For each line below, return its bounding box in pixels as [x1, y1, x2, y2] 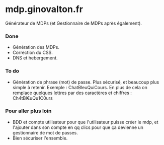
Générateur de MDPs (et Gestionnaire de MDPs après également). [5, 20, 142, 26]
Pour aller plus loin [5, 107, 52, 114]
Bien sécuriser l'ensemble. [12, 135, 68, 141]
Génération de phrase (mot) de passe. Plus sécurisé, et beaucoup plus [12, 79, 159, 85]
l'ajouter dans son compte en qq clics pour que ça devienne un [12, 124, 143, 130]
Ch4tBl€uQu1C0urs [12, 95, 53, 101]
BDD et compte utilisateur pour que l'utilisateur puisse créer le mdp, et [12, 119, 158, 125]
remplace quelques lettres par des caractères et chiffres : [12, 90, 132, 96]
